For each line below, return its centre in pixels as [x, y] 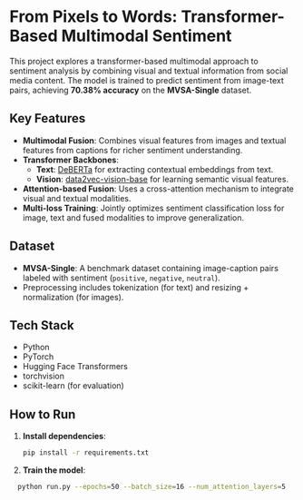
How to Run [43, 414]
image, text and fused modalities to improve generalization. [133, 217]
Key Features [48, 118]
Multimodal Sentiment [147, 36]
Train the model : [54, 470]
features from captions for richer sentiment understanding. [132, 150]
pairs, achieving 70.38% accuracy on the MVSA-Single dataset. [131, 90]
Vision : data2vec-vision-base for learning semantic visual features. [162, 179]
